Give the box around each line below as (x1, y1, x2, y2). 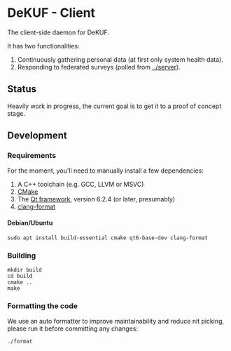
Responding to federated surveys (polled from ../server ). (17, 62, 181, 71)
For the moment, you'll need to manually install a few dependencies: (7, 166, 204, 175)
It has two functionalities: (7, 41, 80, 50)
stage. (7, 109, 26, 117)
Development (7, 130, 68, 142)
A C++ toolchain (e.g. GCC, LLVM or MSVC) (17, 180, 144, 189)
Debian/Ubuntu (7, 219, 53, 227)
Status (7, 83, 37, 95)
